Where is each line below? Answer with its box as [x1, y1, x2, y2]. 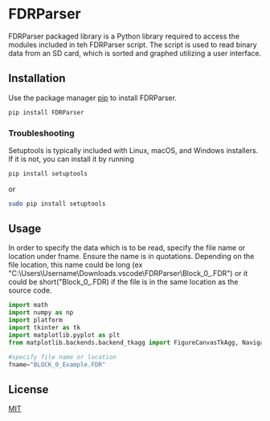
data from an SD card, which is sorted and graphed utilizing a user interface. [8, 48, 262, 58]
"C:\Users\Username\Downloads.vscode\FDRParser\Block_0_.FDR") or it [8, 269, 247, 278]
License [8, 383, 49, 396]
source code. [8, 285, 52, 295]
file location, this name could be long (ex [8, 260, 143, 269]
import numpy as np [8, 309, 74, 317]
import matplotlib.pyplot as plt [8, 330, 121, 339]
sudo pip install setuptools [8, 200, 106, 208]
